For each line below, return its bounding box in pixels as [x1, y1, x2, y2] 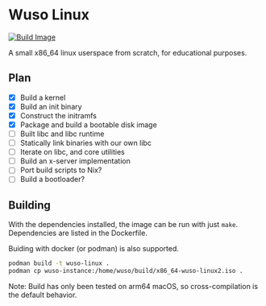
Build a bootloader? [19, 175, 85, 184]
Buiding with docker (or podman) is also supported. [8, 244, 180, 254]
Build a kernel [19, 93, 66, 102]
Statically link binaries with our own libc [19, 139, 152, 148]
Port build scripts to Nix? [19, 165, 102, 175]
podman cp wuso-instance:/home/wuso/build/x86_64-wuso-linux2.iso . [8, 267, 243, 275]
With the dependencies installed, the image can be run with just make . [8, 220, 239, 229]
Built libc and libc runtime [19, 129, 105, 139]
